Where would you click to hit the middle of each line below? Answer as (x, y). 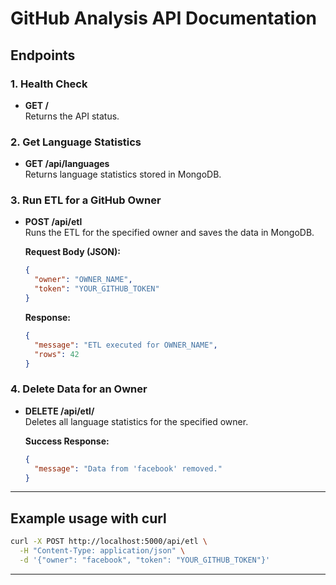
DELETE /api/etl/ (59, 411)
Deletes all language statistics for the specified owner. (136, 421)
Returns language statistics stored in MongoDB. (123, 174)
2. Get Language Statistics (76, 142)
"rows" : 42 (57, 354)
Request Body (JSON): (72, 252)
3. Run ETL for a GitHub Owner (86, 200)
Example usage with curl (88, 518)
